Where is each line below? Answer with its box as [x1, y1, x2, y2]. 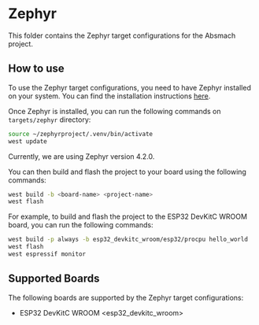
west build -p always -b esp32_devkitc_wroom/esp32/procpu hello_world [8, 235, 248, 244]
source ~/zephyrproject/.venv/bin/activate [8, 130, 154, 138]
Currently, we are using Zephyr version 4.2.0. [8, 151, 155, 161]
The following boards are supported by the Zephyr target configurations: [8, 293, 244, 302]
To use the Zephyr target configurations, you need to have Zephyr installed [8, 83, 252, 92]
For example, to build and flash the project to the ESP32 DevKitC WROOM [8, 212, 248, 221]
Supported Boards [8, 272, 100, 286]
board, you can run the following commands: [8, 220, 154, 230]
